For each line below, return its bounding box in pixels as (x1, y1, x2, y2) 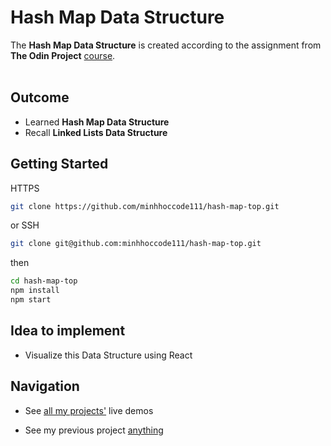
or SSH (10, 219, 40, 231)
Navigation (10, 378, 80, 395)
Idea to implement (10, 322, 126, 340)
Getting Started (10, 156, 109, 173)
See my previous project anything (24, 424, 164, 436)
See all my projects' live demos (24, 404, 154, 416)
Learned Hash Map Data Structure (24, 116, 170, 128)
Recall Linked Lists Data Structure (24, 126, 168, 138)
